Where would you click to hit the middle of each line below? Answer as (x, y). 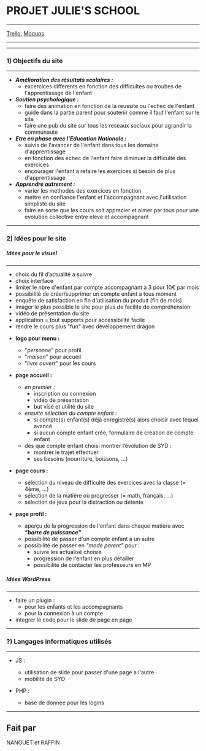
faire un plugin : (35, 600)
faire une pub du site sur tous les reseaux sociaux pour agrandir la (108, 126)
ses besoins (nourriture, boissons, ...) (81, 459)
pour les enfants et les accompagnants (74, 607)
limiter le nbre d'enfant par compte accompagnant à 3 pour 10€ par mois (107, 287)
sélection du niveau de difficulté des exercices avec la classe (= (105, 483)
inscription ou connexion (65, 394)
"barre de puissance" (53, 533)
